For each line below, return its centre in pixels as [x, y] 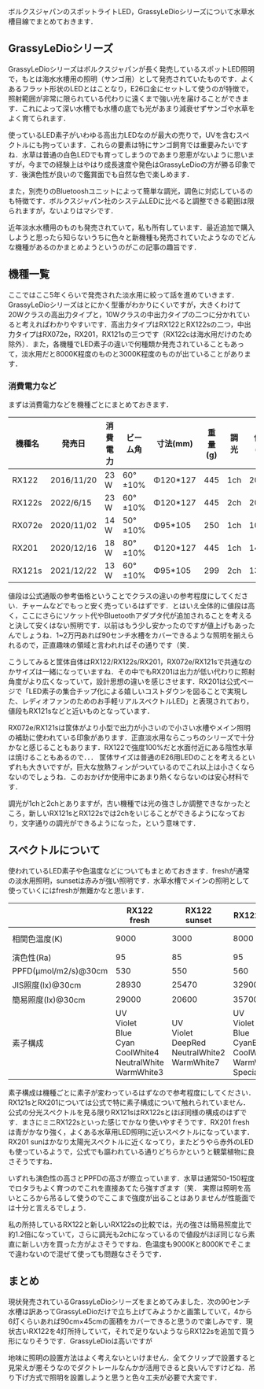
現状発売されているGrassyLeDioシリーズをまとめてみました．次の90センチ [129, 1302]
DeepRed [189, 1043]
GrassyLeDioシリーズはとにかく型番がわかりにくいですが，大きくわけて [125, 305]
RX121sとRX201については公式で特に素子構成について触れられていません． [129, 1102]
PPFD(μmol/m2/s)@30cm [60, 970]
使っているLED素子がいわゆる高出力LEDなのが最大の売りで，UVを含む [122, 135]
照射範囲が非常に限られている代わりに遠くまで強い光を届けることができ [125, 98]
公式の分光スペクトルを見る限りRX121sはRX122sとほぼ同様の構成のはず [124, 1112]
